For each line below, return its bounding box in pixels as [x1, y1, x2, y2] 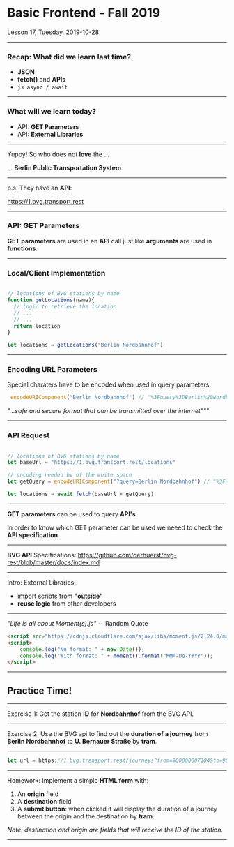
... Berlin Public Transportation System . [7, 163, 123, 172]
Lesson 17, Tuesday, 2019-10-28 [7, 28, 100, 36]
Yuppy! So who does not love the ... [7, 150, 110, 158]
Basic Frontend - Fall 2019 [7, 5, 161, 21]
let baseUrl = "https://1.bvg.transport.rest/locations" [7, 459, 176, 466]
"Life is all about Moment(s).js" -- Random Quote [7, 619, 148, 627]
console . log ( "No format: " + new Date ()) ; [19, 645, 145, 653]
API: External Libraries [17, 130, 84, 138]
